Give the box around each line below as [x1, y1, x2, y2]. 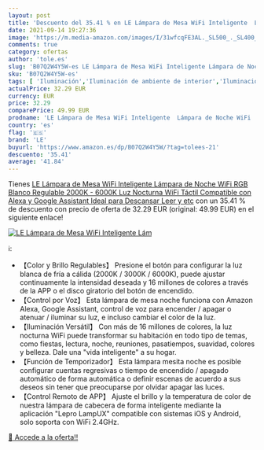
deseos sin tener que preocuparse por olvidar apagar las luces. [19, 382, 225, 392]
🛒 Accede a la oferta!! [8, 433, 79, 442]
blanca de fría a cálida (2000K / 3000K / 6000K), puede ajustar [19, 269, 225, 279]
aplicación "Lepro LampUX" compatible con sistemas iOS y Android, [19, 409, 241, 419]
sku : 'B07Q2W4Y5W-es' [8, 70, 79, 78]
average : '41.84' [8, 158, 65, 166]
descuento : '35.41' [8, 150, 72, 158]
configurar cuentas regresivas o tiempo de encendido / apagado [19, 366, 229, 375]
